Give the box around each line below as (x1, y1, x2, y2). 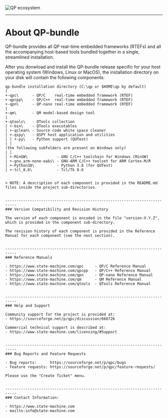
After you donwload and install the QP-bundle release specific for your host (5, 64, 161, 70)
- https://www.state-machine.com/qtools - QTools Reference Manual (5, 281, 151, 286)
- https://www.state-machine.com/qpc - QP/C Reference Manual (5, 263, 146, 269)
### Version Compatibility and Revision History (5, 207, 108, 212)
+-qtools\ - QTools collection (5, 119, 75, 124)
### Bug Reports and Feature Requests (5, 351, 86, 356)
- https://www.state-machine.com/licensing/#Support (5, 329, 117, 334)
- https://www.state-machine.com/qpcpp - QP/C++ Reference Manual (5, 268, 151, 273)
